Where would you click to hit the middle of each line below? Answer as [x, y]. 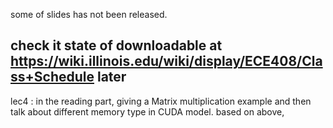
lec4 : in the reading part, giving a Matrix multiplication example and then [161, 101]
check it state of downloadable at [116, 45]
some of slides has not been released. [89, 14]
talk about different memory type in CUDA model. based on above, [147, 111]
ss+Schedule [52, 77]
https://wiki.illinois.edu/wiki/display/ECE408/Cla [166, 61]
